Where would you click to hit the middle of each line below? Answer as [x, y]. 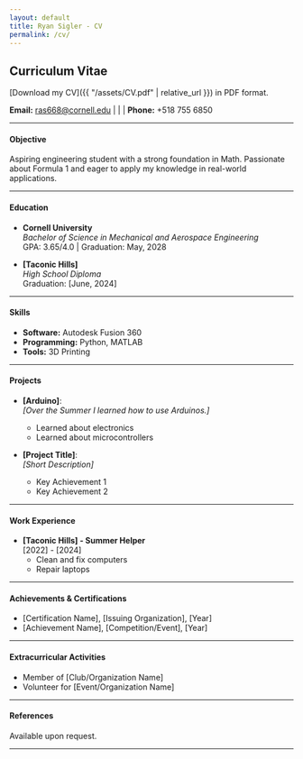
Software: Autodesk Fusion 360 [82, 332]
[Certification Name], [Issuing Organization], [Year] [117, 618]
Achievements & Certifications [68, 598]
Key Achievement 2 [72, 491]
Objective [28, 139]
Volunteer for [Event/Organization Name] [98, 687]
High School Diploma [62, 274]
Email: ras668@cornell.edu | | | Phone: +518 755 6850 [111, 110]
